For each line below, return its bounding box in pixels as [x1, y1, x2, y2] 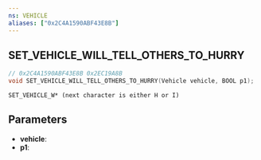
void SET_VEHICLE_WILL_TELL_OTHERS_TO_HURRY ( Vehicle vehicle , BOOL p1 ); [8, 77, 255, 85]
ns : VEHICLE [8, 11, 48, 20]
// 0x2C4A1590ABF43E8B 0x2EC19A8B [8, 69, 123, 78]
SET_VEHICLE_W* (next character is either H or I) [8, 92, 180, 100]
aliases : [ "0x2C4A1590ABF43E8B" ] [8, 19, 119, 27]
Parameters [8, 113, 68, 127]
